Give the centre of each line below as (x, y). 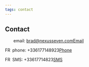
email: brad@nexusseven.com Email (49, 41)
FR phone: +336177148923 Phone (38, 50)
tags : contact (19, 9)
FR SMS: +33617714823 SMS (34, 60)
